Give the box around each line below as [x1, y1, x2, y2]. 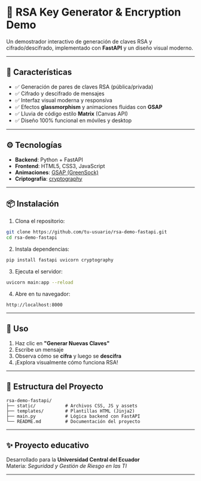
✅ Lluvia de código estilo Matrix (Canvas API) [14, 110, 129, 117]
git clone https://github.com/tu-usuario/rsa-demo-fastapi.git [6, 229, 167, 235]
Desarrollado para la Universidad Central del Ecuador [6, 456, 140, 463]
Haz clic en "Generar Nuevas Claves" [14, 339, 110, 346]
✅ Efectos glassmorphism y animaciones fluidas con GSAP [14, 103, 163, 110]
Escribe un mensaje [14, 346, 64, 353]
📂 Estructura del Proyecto [6, 382, 103, 392]
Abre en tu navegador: [14, 290, 71, 297]
